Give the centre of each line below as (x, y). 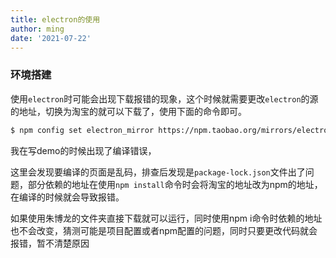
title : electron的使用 (55, 19)
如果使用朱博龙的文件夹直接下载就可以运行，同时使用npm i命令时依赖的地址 (166, 218)
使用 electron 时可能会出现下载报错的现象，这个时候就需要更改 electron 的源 (164, 98)
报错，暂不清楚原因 (50, 243)
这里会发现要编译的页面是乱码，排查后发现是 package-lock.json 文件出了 (158, 172)
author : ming (37, 29)
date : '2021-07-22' (51, 38)
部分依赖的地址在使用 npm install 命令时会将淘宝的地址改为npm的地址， (175, 184)
